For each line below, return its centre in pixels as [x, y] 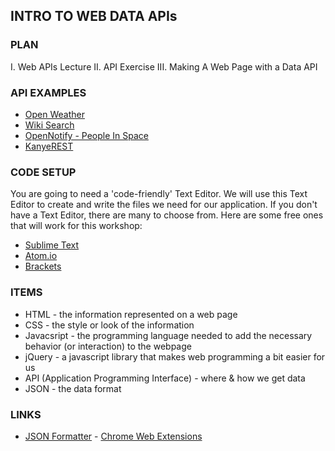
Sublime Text [52, 245]
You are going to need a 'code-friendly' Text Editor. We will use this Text [159, 194]
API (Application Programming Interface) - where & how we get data [165, 378]
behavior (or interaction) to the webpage [108, 346]
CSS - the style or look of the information [109, 325]
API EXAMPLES [48, 92]
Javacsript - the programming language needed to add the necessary [168, 335]
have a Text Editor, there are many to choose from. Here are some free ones [167, 215]
